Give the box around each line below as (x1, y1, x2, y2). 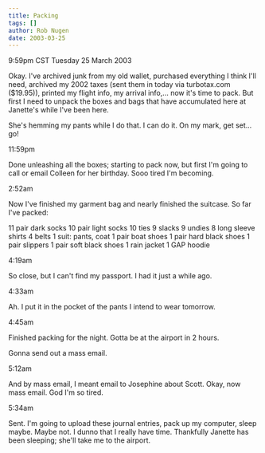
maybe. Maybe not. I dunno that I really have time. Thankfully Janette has (8, 427, 249, 437)
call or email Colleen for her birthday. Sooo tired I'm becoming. (8, 168, 214, 178)
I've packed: (8, 208, 49, 218)
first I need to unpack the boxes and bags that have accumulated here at (8, 97, 247, 106)
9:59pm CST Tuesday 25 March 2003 (8, 56, 132, 65)
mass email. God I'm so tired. (8, 388, 103, 397)
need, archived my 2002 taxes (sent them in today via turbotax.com (8, 80, 231, 89)
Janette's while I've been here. (8, 105, 109, 115)
